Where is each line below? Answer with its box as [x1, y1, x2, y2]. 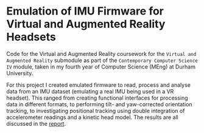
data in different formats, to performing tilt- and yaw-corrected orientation [6, 100, 193, 107]
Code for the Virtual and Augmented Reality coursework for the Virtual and [6, 50, 197, 57]
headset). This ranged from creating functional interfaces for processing [6, 94, 188, 101]
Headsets [6, 30, 56, 44]
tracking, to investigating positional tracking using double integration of [6, 107, 185, 114]
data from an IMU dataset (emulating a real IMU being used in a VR [6, 87, 174, 95]
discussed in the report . [6, 120, 66, 127]
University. [6, 69, 33, 77]
